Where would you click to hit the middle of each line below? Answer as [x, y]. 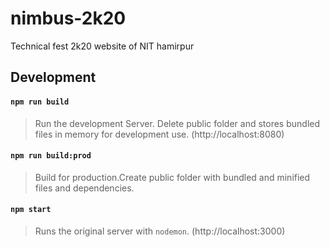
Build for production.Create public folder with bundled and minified [172, 177]
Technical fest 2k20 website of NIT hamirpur [102, 46]
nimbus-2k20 [68, 18]
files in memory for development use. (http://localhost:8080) [159, 134]
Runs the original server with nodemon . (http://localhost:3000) [160, 231]
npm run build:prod [51, 156]
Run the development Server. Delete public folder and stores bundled [177, 123]
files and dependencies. [84, 188]
